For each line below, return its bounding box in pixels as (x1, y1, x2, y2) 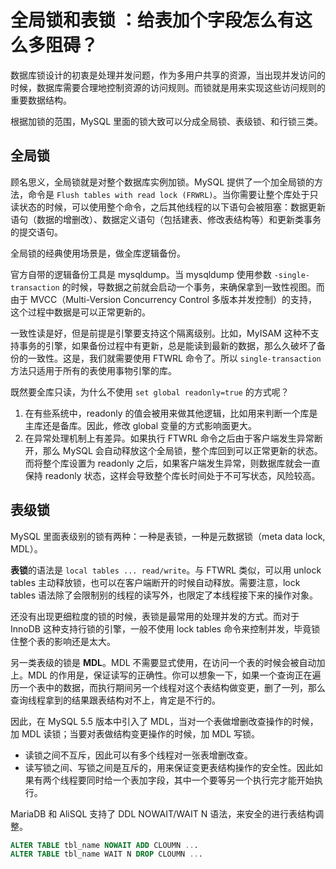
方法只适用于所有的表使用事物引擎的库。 (10, 364, 177, 376)
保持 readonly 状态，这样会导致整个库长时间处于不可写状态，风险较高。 (24, 469, 321, 481)
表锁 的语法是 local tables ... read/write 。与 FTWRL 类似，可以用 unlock (10, 564, 322, 576)
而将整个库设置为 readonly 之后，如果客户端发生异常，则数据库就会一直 (24, 457, 321, 469)
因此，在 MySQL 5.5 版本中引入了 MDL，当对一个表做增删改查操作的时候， (10, 715, 319, 727)
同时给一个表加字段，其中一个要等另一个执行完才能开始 (86, 774, 315, 786)
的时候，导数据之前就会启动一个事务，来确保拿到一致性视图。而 (61, 281, 325, 293)
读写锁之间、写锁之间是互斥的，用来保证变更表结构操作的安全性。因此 (24, 761, 315, 773)
